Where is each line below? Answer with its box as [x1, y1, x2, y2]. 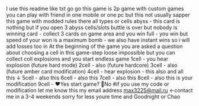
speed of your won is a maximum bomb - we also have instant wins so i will [6, 37, 190, 43]
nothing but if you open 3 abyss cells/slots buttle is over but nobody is [6, 24, 178, 31]
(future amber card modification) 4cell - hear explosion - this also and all [6, 68, 184, 75]
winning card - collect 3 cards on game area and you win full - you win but [6, 30, 188, 37]
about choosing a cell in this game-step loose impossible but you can [6, 49, 176, 56]
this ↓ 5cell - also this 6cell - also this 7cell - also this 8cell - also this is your [6, 74, 193, 81]
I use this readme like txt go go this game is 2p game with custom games [6, 5, 184, 12]
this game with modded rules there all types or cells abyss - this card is [6, 18, 181, 24]
